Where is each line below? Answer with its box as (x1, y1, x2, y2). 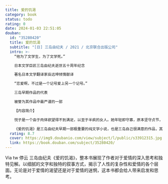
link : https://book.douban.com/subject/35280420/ (9, 140, 115, 145)
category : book (5, 12, 37, 17)
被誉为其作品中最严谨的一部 (14, 99, 63, 104)
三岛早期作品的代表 (14, 90, 48, 95)
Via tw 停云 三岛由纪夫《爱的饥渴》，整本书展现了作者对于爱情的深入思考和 (5, 155, 158, 160)
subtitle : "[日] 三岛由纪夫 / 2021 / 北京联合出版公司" (9, 45, 118, 50)
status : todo (5, 17, 32, 22)
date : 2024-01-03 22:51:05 (5, 26, 61, 31)
